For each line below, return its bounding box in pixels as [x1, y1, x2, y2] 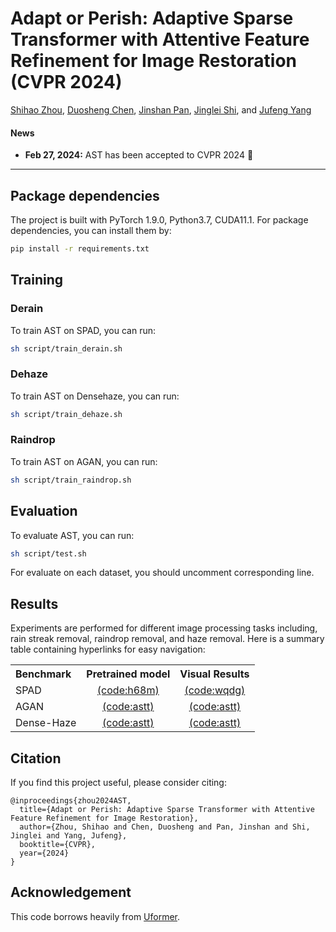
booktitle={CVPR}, [19, 840, 97, 850]
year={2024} [19, 848, 70, 859]
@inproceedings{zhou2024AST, [10, 796, 132, 806]
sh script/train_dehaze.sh [10, 409, 123, 419]
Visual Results [179, 667, 250, 681]
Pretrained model [86, 667, 171, 681]
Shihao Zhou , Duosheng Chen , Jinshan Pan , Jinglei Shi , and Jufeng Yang [10, 103, 312, 116]
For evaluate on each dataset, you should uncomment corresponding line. [10, 567, 315, 579]
